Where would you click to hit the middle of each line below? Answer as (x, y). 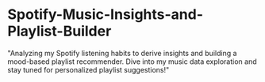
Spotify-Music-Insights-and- (106, 15)
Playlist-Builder (60, 31)
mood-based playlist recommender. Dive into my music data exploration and (132, 61)
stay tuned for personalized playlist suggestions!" (88, 69)
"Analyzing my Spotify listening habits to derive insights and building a (122, 53)
